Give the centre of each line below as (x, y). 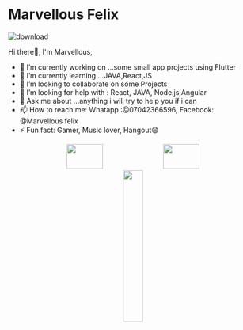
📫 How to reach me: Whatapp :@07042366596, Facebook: (117, 109)
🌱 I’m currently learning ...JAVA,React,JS (86, 75)
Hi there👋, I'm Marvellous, (50, 51)
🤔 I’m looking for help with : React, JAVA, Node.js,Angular (113, 92)
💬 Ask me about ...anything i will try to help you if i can (108, 101)
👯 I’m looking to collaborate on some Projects (93, 84)
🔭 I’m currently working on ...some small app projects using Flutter (127, 67)
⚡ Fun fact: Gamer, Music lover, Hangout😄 (89, 130)
